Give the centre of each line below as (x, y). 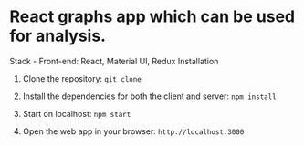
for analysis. (58, 36)
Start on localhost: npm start (77, 113)
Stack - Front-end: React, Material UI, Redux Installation (114, 61)
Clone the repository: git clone (82, 78)
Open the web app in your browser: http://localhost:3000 (133, 131)
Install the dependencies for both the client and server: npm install (149, 96)
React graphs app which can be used (152, 17)
